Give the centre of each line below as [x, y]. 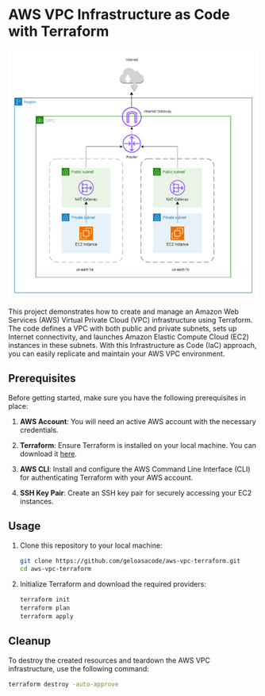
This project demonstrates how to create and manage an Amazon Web [124, 312]
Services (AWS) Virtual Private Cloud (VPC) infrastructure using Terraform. [131, 319]
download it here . [48, 453]
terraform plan [45, 608]
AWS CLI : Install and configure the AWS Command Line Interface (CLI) [135, 468]
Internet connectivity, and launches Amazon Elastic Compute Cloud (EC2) [129, 337]
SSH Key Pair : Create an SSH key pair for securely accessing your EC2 [136, 492]
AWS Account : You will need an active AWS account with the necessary [138, 421]
